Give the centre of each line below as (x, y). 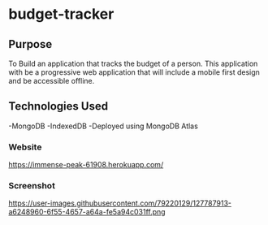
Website (25, 147)
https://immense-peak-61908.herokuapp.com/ (86, 165)
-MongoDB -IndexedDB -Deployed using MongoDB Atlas (104, 126)
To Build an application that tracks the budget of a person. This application (133, 63)
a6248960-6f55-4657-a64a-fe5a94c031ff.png (87, 212)
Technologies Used (58, 106)
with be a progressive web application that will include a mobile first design (134, 72)
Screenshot (32, 186)
